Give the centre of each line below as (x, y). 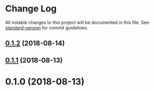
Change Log (31, 9)
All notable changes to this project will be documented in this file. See (77, 22)
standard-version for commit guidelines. (47, 27)
